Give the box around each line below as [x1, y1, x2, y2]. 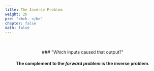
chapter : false [5, 21, 36, 26]
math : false [5, 25, 30, 30]
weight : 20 [5, 12, 28, 17]
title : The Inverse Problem [5, 7, 63, 12]
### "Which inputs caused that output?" [41, 49, 124, 55]
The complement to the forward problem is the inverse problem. [15, 60, 150, 66]
